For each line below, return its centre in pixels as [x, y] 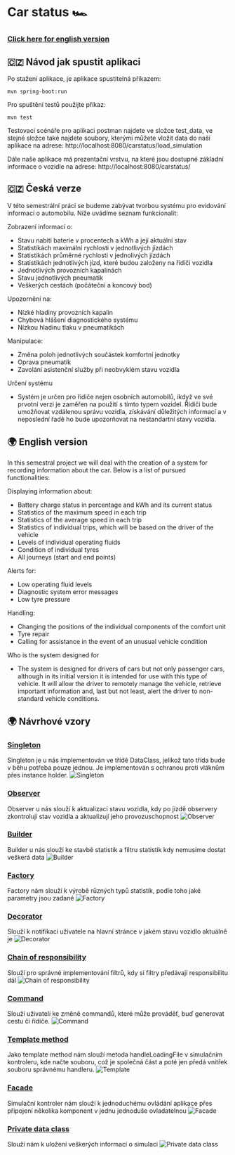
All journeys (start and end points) [67, 557]
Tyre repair [33, 634]
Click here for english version [59, 39]
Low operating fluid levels [55, 584]
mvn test [20, 117]
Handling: [21, 613]
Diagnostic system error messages [68, 592]
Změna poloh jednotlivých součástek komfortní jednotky [99, 354]
